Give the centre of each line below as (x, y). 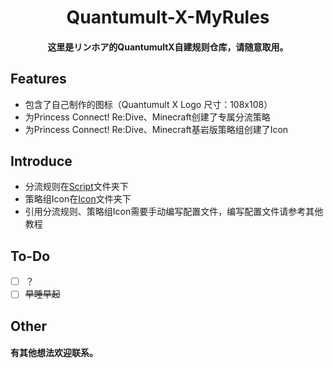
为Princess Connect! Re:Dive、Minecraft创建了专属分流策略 (147, 117)
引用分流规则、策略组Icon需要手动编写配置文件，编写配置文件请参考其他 (174, 212)
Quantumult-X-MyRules (168, 17)
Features (38, 79)
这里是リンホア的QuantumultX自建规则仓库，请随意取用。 (168, 47)
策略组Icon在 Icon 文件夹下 (78, 199)
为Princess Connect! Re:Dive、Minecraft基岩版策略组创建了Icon (156, 129)
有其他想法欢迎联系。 (54, 353)
